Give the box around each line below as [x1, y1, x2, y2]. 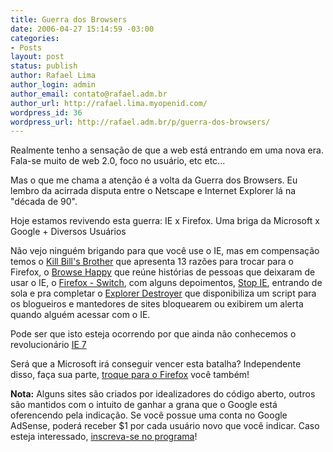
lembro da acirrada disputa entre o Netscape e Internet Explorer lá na [10, 185, 297, 197]
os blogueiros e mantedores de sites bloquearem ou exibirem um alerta [10, 298, 304, 310]
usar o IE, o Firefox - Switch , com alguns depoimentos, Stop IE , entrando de [10, 277, 323, 289]
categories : [10, 33, 60, 43]
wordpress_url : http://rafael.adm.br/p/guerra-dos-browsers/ [10, 117, 271, 127]
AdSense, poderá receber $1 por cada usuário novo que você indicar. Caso [10, 420, 320, 432]
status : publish [10, 61, 78, 71]
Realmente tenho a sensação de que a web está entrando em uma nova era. [10, 144, 324, 156]
